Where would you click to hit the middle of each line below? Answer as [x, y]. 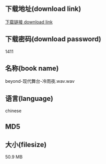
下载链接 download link [29, 22]
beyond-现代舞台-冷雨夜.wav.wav [40, 81]
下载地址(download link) [43, 9]
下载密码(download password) [53, 39]
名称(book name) [32, 69]
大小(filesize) [26, 145]
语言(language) [29, 98]
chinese [13, 111]
